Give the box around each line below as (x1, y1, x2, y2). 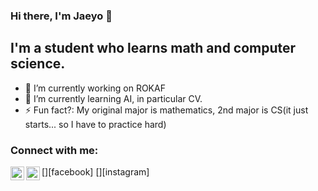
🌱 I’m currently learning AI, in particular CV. (24, 92, 203, 104)
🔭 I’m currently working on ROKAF (24, 82, 166, 94)
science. (10, 55, 66, 73)
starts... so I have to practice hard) (24, 118, 167, 130)
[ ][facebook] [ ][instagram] (41, 166, 150, 178)
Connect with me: (10, 143, 99, 157)
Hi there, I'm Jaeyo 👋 (10, 9, 113, 23)
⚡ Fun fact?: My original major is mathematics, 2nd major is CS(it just (24, 104, 309, 116)
